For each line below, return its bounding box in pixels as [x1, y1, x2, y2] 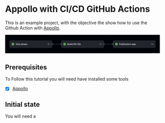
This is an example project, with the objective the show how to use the [5, 20, 147, 26]
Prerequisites [5, 63, 47, 71]
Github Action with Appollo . [5, 25, 60, 31]
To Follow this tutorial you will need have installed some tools [5, 76, 129, 82]
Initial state [5, 100, 40, 109]
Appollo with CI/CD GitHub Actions [5, 3, 150, 15]
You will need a [5, 113, 36, 119]
